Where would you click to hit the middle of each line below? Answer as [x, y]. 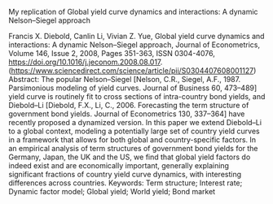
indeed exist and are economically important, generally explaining [119, 165]
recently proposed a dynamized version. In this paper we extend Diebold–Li [135, 122]
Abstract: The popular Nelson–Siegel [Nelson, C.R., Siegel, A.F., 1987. [125, 79]
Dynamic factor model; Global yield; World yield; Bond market [112, 191]
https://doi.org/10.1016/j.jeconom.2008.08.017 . [86, 62]
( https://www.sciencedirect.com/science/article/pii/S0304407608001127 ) [132, 71]
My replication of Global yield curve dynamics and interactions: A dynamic [133, 12]
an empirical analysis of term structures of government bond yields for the [133, 148]
